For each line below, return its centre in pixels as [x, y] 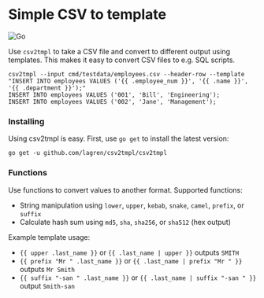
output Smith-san [47, 285]
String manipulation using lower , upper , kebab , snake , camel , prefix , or [132, 205]
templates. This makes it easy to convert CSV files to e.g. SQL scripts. [121, 60]
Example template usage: [49, 237]
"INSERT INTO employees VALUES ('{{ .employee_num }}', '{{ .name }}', [128, 81]
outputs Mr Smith [47, 269]
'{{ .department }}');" [47, 88]
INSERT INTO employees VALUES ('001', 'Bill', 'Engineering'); [114, 95]
